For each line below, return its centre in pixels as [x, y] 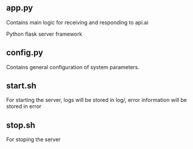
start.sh [22, 86]
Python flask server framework [44, 34]
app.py [20, 8]
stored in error [24, 106]
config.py [25, 53]
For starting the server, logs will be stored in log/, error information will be [96, 100]
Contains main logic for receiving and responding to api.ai [77, 22]
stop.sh [21, 125]
